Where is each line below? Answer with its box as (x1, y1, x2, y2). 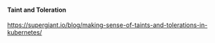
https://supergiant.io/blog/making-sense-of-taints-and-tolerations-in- (7, 21, 208, 29)
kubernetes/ (7, 28, 42, 37)
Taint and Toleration (7, 6, 67, 14)
